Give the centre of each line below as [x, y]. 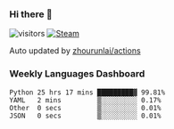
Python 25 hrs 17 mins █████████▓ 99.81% [87, 93]
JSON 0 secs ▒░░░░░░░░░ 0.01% [86, 116]
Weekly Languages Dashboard [77, 74]
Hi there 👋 [31, 14]
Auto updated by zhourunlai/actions [75, 51]
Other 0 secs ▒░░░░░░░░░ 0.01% [86, 108]
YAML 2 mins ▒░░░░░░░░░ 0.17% [86, 100]
